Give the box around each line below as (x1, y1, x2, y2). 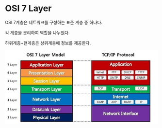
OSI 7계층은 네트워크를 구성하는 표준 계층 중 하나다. (5, 19, 103, 25)
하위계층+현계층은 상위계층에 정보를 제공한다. (5, 40, 91, 46)
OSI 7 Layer (5, 3, 52, 14)
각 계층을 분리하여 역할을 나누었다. (5, 29, 70, 35)
